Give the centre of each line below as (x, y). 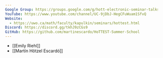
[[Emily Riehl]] (26, 46)
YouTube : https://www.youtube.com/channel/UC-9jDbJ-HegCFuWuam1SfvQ (76, 14)
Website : (14, 18)
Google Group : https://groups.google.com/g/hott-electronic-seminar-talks (82, 9)
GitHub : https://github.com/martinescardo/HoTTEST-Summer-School (72, 32)
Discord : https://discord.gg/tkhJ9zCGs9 (47, 28)
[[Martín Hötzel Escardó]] (37, 51)
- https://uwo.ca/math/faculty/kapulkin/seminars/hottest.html (74, 23)
